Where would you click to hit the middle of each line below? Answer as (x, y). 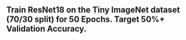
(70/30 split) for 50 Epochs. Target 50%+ (85, 20)
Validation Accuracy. (46, 29)
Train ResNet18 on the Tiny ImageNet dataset (93, 10)
